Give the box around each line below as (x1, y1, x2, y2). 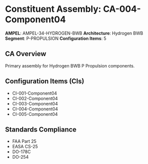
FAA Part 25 (12, 138, 37, 144)
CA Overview (5, 50, 47, 58)
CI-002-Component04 (12, 95, 58, 101)
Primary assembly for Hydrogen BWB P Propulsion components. (5, 63, 135, 68)
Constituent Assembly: (5, 3, 101, 15)
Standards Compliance (5, 125, 77, 133)
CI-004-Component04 (12, 106, 58, 112)
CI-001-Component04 (12, 90, 57, 96)
